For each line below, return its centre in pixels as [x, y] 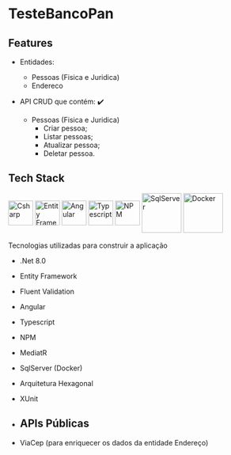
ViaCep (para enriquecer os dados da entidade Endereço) [114, 442]
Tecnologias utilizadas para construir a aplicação [88, 245]
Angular [32, 306]
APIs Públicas [54, 424]
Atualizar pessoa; [72, 145]
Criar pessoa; [65, 128]
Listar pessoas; [68, 136]
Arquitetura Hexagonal [56, 383]
